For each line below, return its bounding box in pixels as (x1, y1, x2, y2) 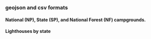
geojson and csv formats (5, 4, 68, 11)
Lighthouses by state (5, 28, 51, 34)
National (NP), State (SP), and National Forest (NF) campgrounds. (5, 17, 146, 23)
